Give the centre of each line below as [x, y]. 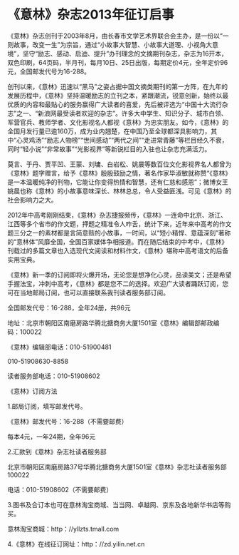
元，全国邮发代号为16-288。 [49, 71]
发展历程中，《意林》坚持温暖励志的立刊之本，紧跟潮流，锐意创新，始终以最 [118, 95]
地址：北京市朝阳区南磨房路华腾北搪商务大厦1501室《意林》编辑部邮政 [110, 322]
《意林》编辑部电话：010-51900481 [59, 347]
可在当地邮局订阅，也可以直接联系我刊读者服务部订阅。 [88, 292]
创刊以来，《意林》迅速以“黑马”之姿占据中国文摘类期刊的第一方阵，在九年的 [118, 86]
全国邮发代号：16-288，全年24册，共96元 [69, 307]
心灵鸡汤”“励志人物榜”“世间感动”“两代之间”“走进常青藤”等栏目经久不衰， [122, 140]
